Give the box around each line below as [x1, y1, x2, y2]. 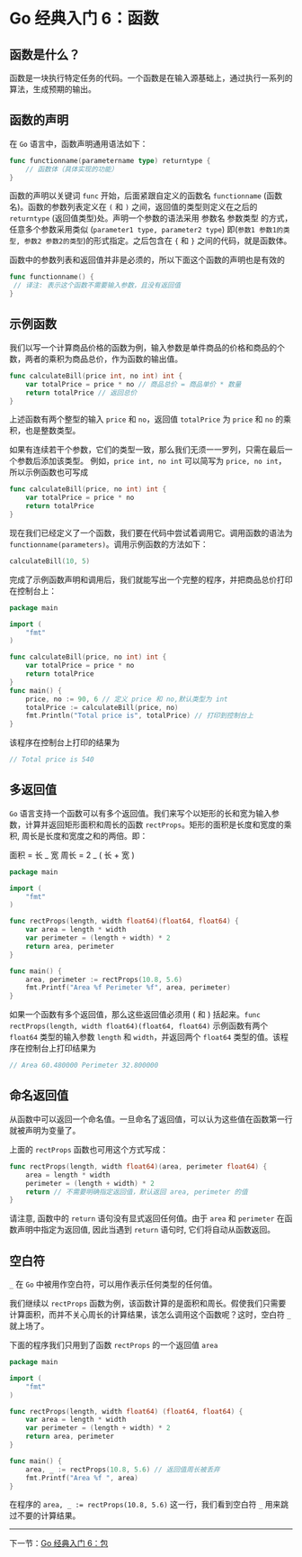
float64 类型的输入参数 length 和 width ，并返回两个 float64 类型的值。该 [9, 1032, 281, 1043]
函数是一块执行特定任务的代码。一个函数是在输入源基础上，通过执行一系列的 [9, 73, 293, 83]
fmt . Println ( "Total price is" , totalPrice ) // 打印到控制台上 [25, 711, 254, 721]
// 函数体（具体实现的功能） [25, 164, 119, 174]
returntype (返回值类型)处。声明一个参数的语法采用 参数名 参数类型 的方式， [9, 213, 293, 223]
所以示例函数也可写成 [9, 467, 88, 478]
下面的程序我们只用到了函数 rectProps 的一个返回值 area [9, 1340, 218, 1351]
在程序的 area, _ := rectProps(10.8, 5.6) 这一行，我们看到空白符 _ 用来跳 [9, 1499, 289, 1510]
